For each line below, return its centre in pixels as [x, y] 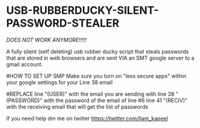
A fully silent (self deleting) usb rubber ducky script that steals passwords [98, 51]
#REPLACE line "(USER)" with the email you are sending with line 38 [90, 94]
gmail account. [25, 64]
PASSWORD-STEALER [63, 23]
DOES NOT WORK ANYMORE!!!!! [47, 40]
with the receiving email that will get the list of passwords [77, 106]
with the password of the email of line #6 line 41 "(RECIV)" [116, 100]
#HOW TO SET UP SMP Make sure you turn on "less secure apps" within [96, 76]
